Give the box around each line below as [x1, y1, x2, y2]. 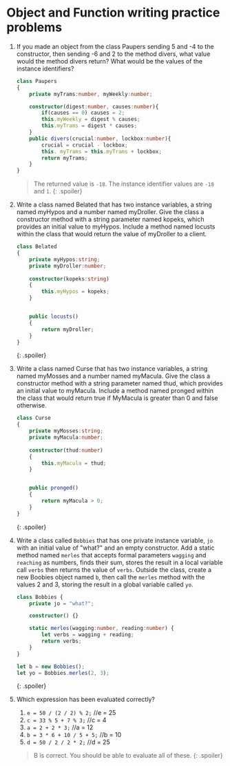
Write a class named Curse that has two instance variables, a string [16, 365, 208, 373]
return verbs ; [41, 638, 82, 645]
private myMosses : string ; [29, 428, 104, 434]
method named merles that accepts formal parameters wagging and [16, 550, 207, 559]
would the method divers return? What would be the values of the [16, 57, 203, 65]
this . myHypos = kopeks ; [41, 288, 109, 295]
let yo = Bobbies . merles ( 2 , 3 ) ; [16, 669, 109, 676]
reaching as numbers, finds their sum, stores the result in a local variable [16, 558, 223, 566]
